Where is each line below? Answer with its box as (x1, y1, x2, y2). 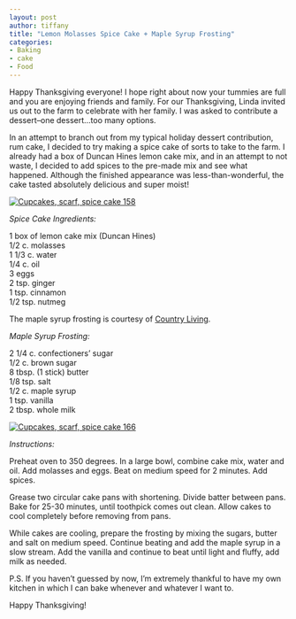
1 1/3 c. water (9, 249, 57, 259)
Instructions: (9, 438, 55, 449)
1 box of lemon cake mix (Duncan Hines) (9, 230, 156, 241)
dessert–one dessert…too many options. (9, 114, 156, 125)
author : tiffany (9, 21, 69, 30)
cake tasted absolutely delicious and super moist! (9, 179, 190, 190)
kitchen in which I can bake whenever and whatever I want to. (9, 582, 234, 593)
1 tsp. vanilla (9, 395, 54, 406)
